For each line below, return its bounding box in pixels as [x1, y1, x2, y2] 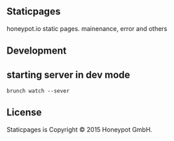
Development [6, 45, 67, 57]
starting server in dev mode [6, 68, 130, 80]
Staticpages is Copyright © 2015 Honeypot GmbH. [6, 125, 152, 133]
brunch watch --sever [6, 87, 70, 94]
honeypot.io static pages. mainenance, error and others [6, 24, 168, 32]
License [6, 106, 42, 118]
